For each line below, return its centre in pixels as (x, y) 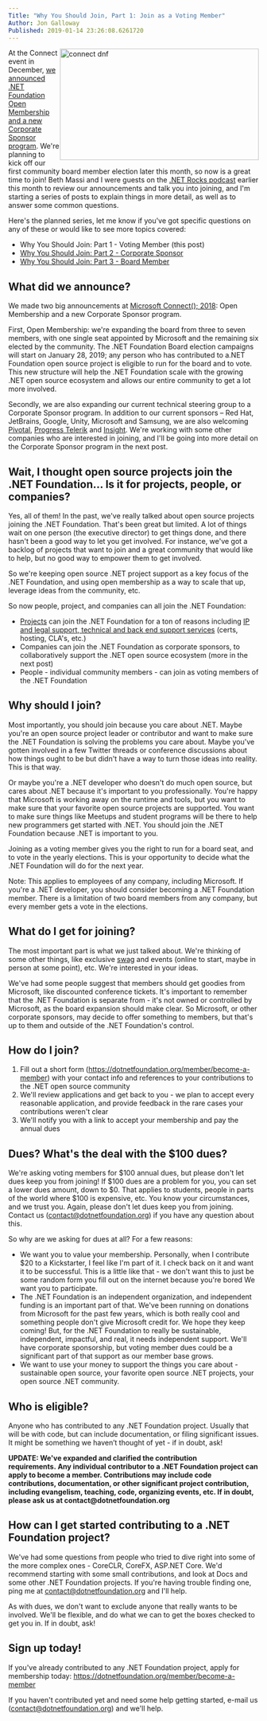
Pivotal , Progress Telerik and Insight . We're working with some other (120, 430)
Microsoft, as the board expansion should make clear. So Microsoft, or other (133, 1008)
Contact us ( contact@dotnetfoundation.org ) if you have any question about (131, 1215)
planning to (27, 154)
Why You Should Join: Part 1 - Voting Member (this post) (112, 244)
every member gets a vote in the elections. (78, 906)
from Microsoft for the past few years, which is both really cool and (130, 1314)
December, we (32, 70)
